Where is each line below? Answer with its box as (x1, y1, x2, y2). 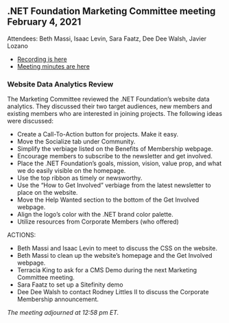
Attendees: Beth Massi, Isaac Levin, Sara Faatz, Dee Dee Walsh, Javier (7, 34, 207, 43)
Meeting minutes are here (16, 62, 91, 71)
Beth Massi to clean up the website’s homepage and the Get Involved (16, 252, 213, 260)
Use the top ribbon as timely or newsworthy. (16, 174, 143, 182)
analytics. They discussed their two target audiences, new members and (7, 102, 213, 110)
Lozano (7, 41, 29, 50)
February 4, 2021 (7, 16, 82, 28)
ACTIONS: (7, 231, 36, 239)
